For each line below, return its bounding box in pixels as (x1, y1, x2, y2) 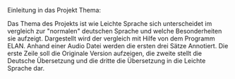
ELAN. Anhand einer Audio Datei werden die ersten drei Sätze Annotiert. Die (7, 42, 229, 50)
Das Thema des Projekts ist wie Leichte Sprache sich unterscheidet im (7, 20, 212, 27)
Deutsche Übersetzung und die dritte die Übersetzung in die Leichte (7, 57, 206, 65)
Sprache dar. (7, 64, 44, 72)
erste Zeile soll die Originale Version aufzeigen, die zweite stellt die (7, 49, 203, 57)
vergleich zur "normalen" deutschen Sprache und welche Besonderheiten (7, 27, 222, 35)
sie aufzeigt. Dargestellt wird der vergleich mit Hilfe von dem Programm (7, 34, 215, 43)
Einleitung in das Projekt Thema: (7, 6, 101, 14)
